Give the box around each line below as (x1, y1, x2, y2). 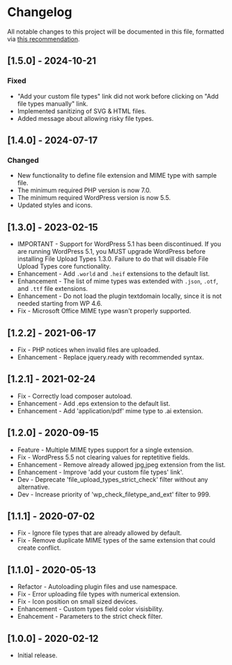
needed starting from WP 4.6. (17, 299, 102, 308)
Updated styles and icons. (17, 201, 93, 210)
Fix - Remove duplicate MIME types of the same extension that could (17, 536, 216, 545)
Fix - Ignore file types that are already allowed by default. (17, 529, 183, 537)
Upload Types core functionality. (17, 262, 111, 271)
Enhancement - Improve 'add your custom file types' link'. (17, 468, 184, 476)
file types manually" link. (17, 99, 88, 108)
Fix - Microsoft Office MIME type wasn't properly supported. (17, 307, 192, 315)
